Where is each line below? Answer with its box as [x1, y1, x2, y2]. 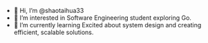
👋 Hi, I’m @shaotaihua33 [13, 7, 84, 14]
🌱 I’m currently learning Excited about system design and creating [13, 21, 202, 29]
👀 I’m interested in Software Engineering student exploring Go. [13, 14, 192, 22]
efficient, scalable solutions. [13, 28, 94, 36]
